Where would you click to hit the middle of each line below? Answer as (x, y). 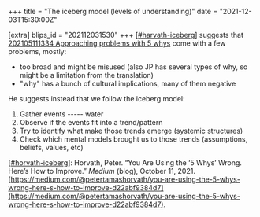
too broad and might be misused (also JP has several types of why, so (134, 67)
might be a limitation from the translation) (86, 75)
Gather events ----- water (61, 114)
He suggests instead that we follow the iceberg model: (97, 99)
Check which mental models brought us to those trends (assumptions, (134, 139)
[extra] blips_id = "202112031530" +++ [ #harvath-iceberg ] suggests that (126, 35)
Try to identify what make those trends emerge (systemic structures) (131, 131)
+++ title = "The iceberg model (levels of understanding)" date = (113, 11)
